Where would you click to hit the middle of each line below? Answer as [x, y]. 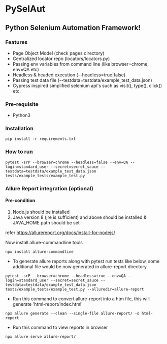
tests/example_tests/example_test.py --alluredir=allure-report [75, 289]
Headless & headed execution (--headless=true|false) [69, 75]
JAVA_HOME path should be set [46, 222]
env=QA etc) [26, 69]
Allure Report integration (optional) [49, 188]
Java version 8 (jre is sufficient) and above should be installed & [79, 217]
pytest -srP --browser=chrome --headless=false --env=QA [67, 162]
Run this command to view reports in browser [60, 327]
